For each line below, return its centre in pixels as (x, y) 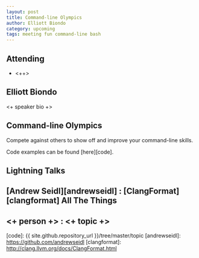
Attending (25, 59)
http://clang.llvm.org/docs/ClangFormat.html (62, 248)
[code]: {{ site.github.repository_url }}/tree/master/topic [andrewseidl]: (93, 236)
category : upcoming (31, 29)
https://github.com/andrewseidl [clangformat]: (64, 242)
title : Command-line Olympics (44, 17)
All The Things (89, 200)
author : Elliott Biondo (36, 23)
